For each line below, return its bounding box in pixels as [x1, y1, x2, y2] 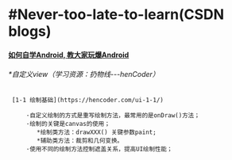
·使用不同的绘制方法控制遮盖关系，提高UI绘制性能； [25, 145, 173, 153]
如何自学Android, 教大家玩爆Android [8, 50, 130, 59]
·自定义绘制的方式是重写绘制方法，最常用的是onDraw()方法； [25, 111, 200, 120]
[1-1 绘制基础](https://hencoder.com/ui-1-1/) [11, 96, 164, 104]
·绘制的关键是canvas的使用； [25, 120, 110, 128]
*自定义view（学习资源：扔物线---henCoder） [8, 70, 160, 79]
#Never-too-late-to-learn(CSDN [8, 6, 225, 24]
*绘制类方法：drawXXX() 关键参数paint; [37, 128, 157, 136]
